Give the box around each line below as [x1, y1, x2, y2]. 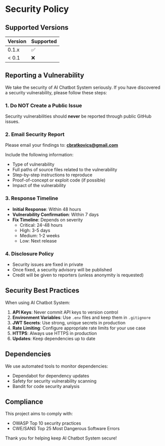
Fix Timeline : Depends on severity [12, 217, 83, 223]
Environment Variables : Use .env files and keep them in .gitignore [12, 314, 151, 320]
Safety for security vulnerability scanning [12, 378, 97, 384]
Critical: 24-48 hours [19, 222, 63, 228]
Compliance [5, 398, 44, 406]
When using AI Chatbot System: [5, 299, 70, 306]
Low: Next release [19, 238, 57, 244]
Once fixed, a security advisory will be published [12, 267, 112, 272]
